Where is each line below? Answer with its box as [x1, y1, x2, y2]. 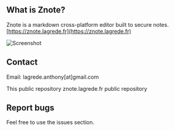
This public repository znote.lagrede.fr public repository [6, 85, 147, 92]
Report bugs [6, 103, 55, 113]
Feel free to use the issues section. [6, 119, 95, 126]
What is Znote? [6, 5, 65, 15]
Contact [6, 57, 38, 68]
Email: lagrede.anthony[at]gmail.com [6, 73, 99, 80]
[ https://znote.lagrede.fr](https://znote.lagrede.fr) [6, 27, 132, 35]
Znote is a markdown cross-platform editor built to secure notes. [6, 21, 169, 28]
